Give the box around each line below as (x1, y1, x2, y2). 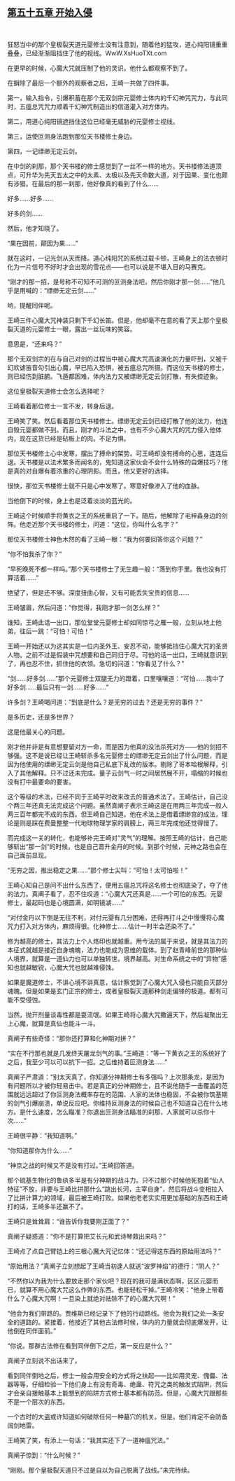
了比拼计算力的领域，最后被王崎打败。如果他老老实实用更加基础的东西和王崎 (7, 1193, 228, 1201)
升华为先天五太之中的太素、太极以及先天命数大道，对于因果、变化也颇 (25, 170, 228, 179)
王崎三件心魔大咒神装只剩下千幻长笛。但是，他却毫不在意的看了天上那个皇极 (7, 316, 228, 324)
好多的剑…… (7, 209, 43, 217)
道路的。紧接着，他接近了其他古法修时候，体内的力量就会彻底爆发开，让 (19, 1318, 228, 1326)
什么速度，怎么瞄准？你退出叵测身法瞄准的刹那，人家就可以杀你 (25, 1108, 210, 1116)
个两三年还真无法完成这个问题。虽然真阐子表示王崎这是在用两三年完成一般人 (7, 801, 228, 809)
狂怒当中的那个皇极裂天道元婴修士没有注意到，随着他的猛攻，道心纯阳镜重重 (7, 40, 228, 48)
